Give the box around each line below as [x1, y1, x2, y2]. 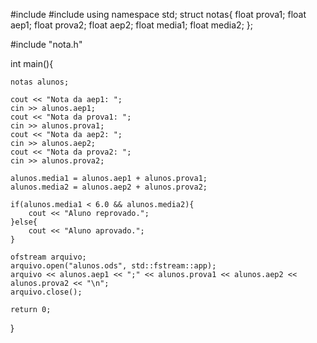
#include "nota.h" [10, 39, 83, 50]
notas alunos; [10, 77, 70, 87]
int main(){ [10, 58, 54, 69]
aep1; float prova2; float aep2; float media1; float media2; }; [10, 19, 253, 31]
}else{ [10, 217, 38, 227]
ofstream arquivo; [10, 252, 87, 262]
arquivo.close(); [10, 287, 83, 297]
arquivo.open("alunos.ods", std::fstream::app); [10, 261, 217, 271]
